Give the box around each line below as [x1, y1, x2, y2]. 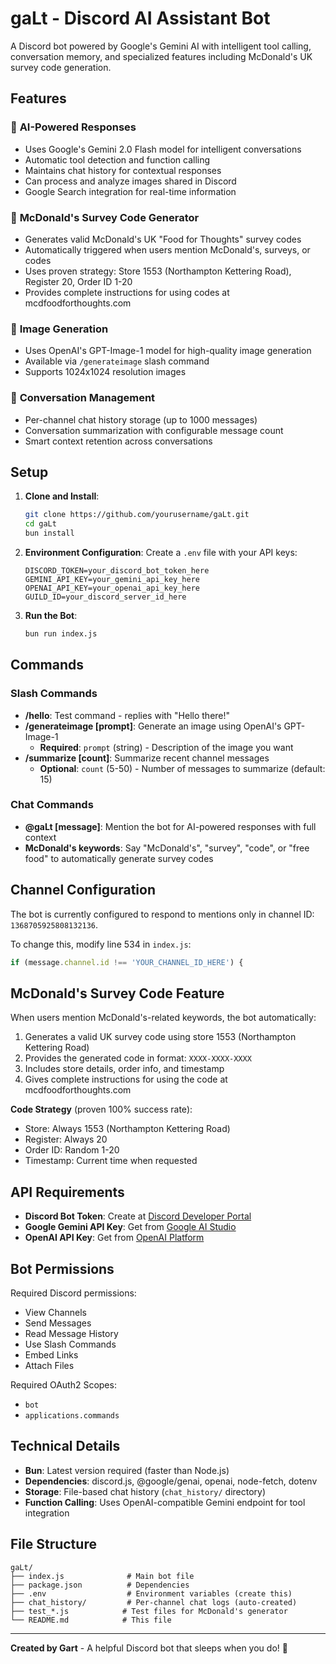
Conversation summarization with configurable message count [24, 424, 284, 436]
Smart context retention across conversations [24, 435, 213, 447]
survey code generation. [10, 61, 112, 73]
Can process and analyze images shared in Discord [24, 175, 237, 187]
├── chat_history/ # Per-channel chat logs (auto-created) [10, 1597, 298, 1607]
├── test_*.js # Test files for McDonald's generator [10, 1606, 288, 1616]
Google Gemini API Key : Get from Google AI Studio [24, 1221, 237, 1233]
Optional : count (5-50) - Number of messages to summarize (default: [39, 762, 326, 774]
